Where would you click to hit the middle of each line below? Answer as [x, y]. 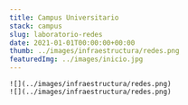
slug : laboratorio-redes [56, 34]
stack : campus [36, 26]
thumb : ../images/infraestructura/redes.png [94, 51]
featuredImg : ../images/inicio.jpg [76, 59]
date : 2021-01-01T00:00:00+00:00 [72, 43]
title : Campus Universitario [64, 17]
